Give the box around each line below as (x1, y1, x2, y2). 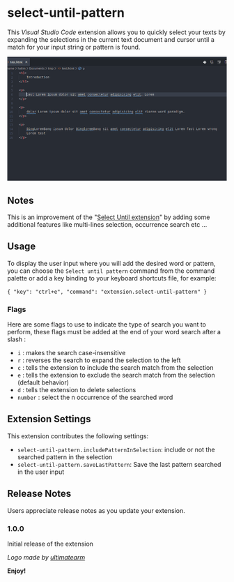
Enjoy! (7, 567, 26, 575)
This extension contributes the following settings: (7, 431, 148, 440)
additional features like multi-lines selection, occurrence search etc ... (7, 220, 208, 228)
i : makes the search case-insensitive (17, 349, 126, 357)
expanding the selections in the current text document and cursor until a (7, 35, 214, 43)
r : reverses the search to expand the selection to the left (17, 356, 181, 364)
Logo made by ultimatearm (7, 553, 86, 561)
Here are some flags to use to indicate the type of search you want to (7, 320, 207, 329)
